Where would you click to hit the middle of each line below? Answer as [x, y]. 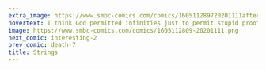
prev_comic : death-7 [42, 45]
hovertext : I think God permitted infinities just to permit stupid [123, 23]
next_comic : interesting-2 [53, 38]
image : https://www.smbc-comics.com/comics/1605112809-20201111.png [123, 30]
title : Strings [33, 52]
